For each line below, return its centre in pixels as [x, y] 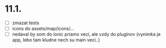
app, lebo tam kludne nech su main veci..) [56, 40]
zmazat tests [25, 23]
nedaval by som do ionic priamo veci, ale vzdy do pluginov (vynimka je [86, 34]
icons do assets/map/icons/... [43, 29]
